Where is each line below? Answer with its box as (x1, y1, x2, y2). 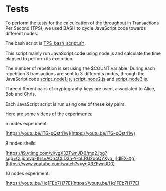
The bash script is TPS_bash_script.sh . (5, 40, 86, 46)
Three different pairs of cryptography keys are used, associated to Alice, (5, 85, 156, 91)
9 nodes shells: (5, 140, 37, 146)
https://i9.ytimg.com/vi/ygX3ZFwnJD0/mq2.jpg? (7, 150, 107, 156)
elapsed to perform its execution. (5, 55, 74, 61)
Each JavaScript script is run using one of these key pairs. (5, 101, 126, 107)
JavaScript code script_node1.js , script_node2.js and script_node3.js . (5, 76, 149, 82)
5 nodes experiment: (5, 120, 48, 126)
